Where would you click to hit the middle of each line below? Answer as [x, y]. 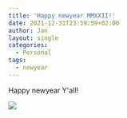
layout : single [34, 38]
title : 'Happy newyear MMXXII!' [62, 16]
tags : [17, 61]
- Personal [34, 53]
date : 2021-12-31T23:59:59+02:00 [64, 23]
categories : [28, 45]
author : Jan [28, 30]
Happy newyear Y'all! [43, 90]
